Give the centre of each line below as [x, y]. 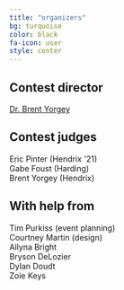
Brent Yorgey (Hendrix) [52, 178]
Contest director [56, 88]
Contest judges [53, 137]
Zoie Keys [28, 276]
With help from [52, 206]
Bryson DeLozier [40, 256]
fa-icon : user [36, 43]
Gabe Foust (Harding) [49, 168]
